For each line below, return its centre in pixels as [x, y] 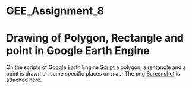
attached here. [24, 80]
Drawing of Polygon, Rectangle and [95, 38]
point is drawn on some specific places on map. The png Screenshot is [93, 74]
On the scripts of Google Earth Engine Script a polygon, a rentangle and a [96, 67]
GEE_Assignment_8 [55, 11]
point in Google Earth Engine [78, 51]
